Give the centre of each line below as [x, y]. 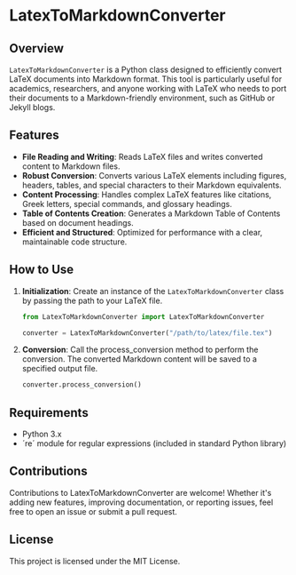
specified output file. [60, 369]
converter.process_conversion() [82, 385]
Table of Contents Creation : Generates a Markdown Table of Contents [151, 213]
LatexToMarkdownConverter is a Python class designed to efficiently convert [145, 69]
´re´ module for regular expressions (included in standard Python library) [154, 443]
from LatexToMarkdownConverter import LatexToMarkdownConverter [143, 316]
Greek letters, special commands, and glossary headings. [127, 204]
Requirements [49, 413]
